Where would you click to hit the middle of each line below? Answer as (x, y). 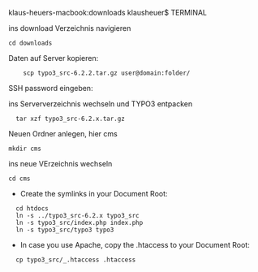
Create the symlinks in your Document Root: (94, 194)
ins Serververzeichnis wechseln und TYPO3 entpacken (101, 104)
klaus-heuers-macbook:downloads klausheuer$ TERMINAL (108, 13)
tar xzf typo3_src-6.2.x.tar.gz (71, 119)
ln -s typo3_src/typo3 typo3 (65, 230)
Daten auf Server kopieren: (54, 58)
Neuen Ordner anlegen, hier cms (63, 134)
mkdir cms (25, 149)
